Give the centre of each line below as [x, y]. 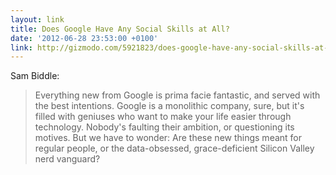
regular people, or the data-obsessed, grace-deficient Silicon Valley [174, 148]
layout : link [37, 19]
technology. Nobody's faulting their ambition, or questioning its [164, 127]
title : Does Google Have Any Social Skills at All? [120, 29]
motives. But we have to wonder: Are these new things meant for [168, 138]
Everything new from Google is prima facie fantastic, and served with [177, 95]
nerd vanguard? [67, 159]
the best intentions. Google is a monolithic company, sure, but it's [169, 106]
